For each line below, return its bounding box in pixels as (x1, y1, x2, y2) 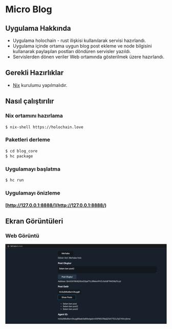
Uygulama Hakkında (5, 24, 71, 33)
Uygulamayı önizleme (5, 190, 60, 197)
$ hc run (5, 178, 24, 183)
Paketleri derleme (5, 136, 50, 144)
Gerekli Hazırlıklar (5, 68, 64, 77)
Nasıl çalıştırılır (5, 97, 54, 106)
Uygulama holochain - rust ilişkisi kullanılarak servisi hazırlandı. (12, 37, 146, 43)
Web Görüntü (5, 232, 39, 239)
